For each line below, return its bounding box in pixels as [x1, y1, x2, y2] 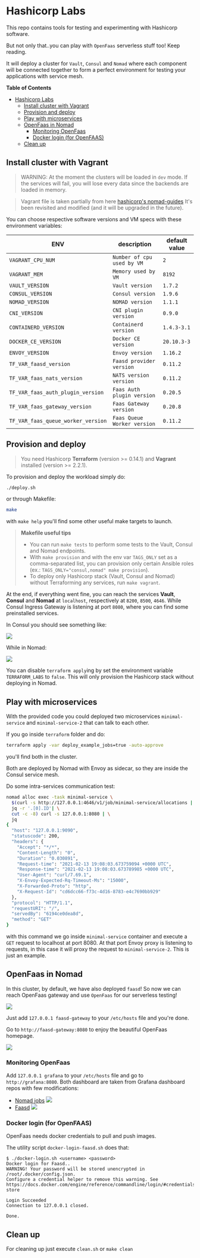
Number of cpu [112, 254, 153, 261]
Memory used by [112, 268, 156, 274]
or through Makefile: [6, 495, 57, 503]
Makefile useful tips [20, 529, 71, 536]
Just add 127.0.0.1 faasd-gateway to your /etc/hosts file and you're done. [6, 1014, 189, 1021]
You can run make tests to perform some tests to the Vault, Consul [29, 541, 193, 548]
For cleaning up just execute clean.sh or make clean [6, 1245, 133, 1253]
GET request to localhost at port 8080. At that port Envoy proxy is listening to [6, 939, 193, 946]
